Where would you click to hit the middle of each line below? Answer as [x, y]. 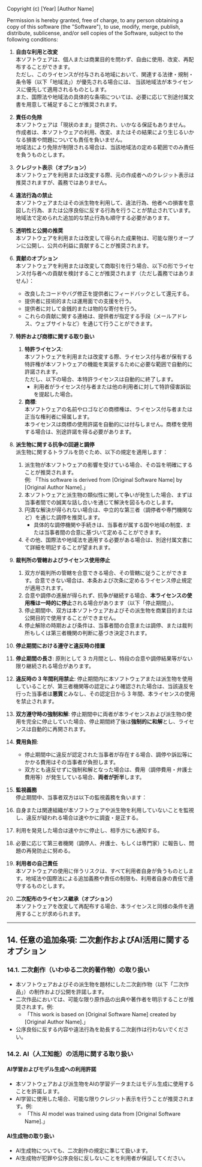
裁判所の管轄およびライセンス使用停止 [63, 560]
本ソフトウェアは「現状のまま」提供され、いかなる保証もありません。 [102, 125]
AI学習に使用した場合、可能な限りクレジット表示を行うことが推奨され [102, 1099]
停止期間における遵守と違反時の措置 [60, 646]
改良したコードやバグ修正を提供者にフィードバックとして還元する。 [108, 293]
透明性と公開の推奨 [39, 230]
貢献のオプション [37, 258]
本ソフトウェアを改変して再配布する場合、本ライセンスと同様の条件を [102, 906]
